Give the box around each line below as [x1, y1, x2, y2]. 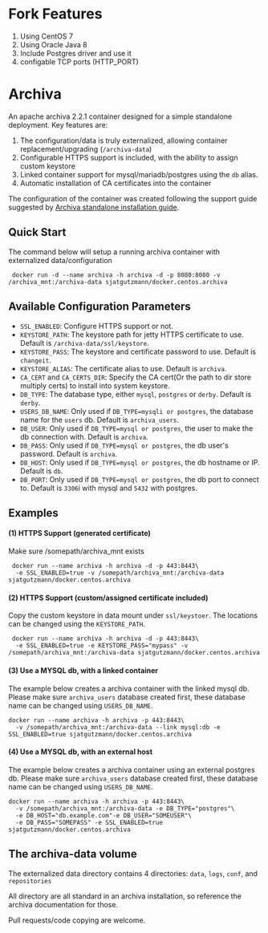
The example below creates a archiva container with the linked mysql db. [8, 684, 250, 693]
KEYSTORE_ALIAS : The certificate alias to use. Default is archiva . [19, 363, 227, 373]
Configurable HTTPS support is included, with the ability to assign [19, 152, 238, 162]
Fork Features [8, 5, 103, 23]
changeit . [19, 355, 52, 365]
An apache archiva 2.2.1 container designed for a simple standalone [8, 112, 233, 121]
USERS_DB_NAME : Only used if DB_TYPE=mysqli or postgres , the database [19, 406, 254, 416]
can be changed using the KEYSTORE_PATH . [8, 619, 146, 629]
